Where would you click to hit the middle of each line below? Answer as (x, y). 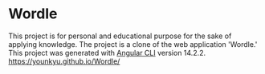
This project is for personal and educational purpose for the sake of (120, 36)
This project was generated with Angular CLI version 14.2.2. (107, 53)
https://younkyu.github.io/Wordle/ (64, 61)
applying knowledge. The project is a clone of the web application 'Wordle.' (133, 44)
